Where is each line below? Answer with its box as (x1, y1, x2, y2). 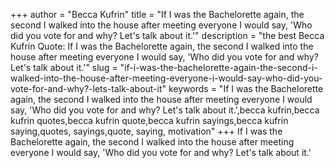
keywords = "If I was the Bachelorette (168, 83, 324, 94)
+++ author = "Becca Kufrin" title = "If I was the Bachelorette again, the (10, 9, 305, 20)
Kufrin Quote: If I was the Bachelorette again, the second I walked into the (10, 40, 314, 52)
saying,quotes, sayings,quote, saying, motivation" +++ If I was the (10, 125, 283, 137)
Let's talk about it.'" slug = (10, 62, 118, 73)
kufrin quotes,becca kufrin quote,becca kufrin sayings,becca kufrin (10, 115, 289, 126)
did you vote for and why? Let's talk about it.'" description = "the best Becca (10, 30, 325, 41)
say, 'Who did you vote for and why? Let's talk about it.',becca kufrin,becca (10, 104, 320, 116)
